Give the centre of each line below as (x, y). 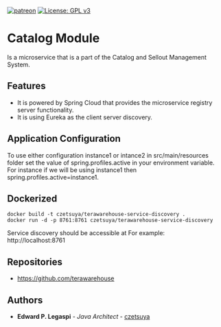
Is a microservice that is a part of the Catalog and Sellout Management (107, 57)
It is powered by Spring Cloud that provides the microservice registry (115, 102)
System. (19, 64)
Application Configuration (64, 139)
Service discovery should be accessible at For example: (86, 233)
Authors (25, 300)
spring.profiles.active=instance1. (53, 177)
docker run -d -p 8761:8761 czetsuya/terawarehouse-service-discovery (110, 220)
